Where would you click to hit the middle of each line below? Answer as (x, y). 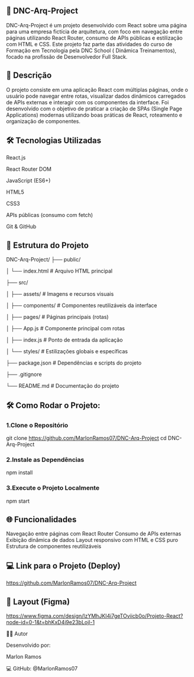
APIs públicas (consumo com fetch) (50, 215)
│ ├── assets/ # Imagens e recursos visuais (60, 294)
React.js (16, 158)
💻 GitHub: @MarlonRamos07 (42, 668)
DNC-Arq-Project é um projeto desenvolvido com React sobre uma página (97, 25)
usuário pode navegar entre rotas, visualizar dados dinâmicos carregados (96, 96)
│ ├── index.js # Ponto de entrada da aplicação (64, 340)
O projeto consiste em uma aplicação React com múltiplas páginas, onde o (97, 90)
